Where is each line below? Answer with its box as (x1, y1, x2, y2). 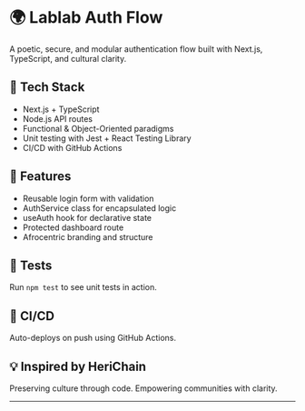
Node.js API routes (22, 113, 93, 124)
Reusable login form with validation (22, 193, 154, 204)
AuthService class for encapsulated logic (22, 202, 177, 214)
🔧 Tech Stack (9, 79, 85, 95)
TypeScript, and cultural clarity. (9, 53, 127, 64)
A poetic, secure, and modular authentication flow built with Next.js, (9, 43, 263, 55)
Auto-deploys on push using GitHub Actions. (9, 333, 177, 344)
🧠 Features (9, 169, 72, 185)
